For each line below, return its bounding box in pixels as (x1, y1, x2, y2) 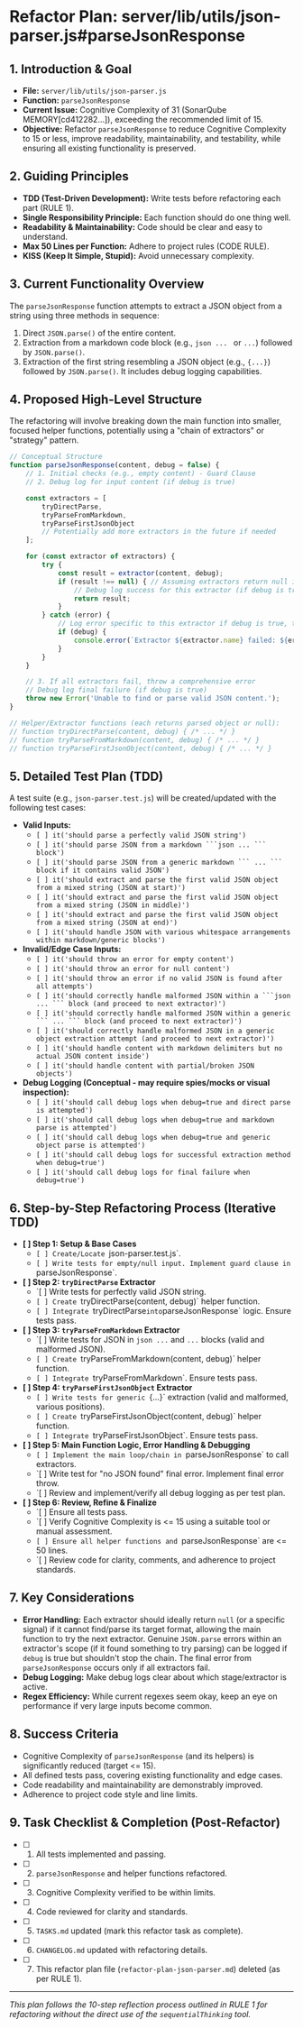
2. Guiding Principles (9, 169, 129, 184)
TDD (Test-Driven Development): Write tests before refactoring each (22, 192, 281, 204)
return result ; (73, 593, 131, 603)
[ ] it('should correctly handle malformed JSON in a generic (35, 1026, 275, 1036)
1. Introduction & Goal (9, 61, 133, 77)
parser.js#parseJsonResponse (9, 25, 246, 46)
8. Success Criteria (9, 1727, 119, 1742)
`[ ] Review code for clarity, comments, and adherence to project (35, 1555, 277, 1565)
